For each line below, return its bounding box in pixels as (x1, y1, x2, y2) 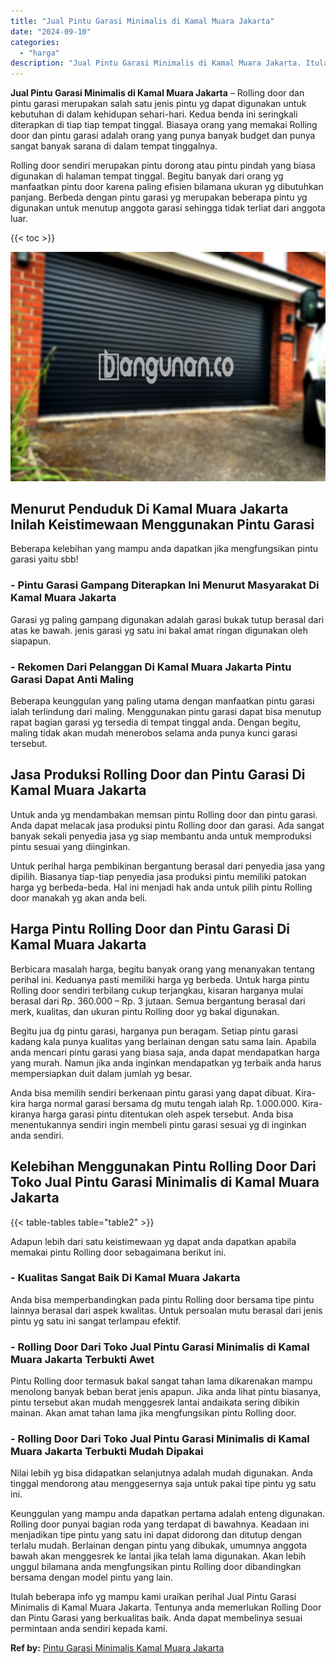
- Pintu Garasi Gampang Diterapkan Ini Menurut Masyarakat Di (10, 578, 320, 592)
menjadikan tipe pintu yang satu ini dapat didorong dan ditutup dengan (10, 1529, 303, 1541)
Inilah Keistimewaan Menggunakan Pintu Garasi (10, 516, 315, 534)
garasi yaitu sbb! (10, 553, 79, 565)
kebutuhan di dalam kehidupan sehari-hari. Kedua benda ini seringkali (10, 108, 298, 120)
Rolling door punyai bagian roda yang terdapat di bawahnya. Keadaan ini (10, 1518, 310, 1530)
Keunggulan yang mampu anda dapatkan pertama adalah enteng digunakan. (10, 1508, 326, 1520)
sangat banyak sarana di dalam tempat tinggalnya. (10, 140, 218, 152)
